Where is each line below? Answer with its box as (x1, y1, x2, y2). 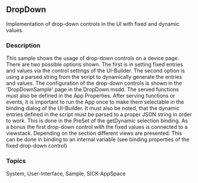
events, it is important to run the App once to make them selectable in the (6, 98, 184, 105)
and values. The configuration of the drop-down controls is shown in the (6, 79, 182, 87)
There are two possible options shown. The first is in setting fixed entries (6, 61, 183, 68)
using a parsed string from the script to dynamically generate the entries (6, 74, 183, 81)
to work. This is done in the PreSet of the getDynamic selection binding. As (6, 117, 189, 124)
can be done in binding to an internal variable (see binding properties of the (6, 136, 190, 143)
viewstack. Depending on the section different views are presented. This (6, 129, 183, 137)
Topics (6, 157, 27, 165)
